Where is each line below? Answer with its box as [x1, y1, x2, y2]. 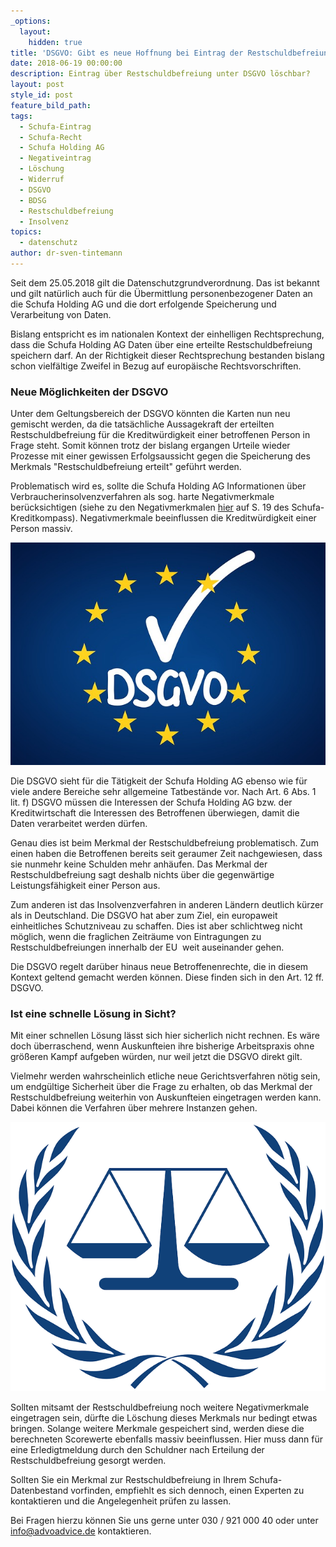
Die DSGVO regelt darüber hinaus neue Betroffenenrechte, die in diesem [10, 961, 309, 973]
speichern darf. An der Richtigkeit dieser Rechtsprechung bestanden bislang [10, 349, 325, 361]
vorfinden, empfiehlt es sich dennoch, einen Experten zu [70, 1485, 305, 1497]
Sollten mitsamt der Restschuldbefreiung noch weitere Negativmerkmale [10, 1401, 310, 1414]
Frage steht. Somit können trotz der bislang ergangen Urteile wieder [10, 440, 291, 452]
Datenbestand [10, 1485, 69, 1497]
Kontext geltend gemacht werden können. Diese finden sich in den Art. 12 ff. [10, 971, 325, 984]
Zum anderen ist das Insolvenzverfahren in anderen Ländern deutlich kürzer [10, 899, 324, 911]
